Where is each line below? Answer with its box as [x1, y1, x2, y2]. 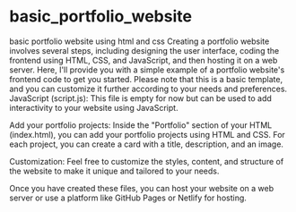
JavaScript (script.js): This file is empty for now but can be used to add [9, 92, 272, 104]
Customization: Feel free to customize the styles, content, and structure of [9, 156, 284, 166]
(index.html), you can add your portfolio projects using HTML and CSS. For [9, 129, 285, 140]
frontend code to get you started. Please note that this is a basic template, [9, 73, 283, 84]
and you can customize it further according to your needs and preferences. [9, 83, 288, 94]
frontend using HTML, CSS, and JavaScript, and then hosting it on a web [9, 55, 278, 65]
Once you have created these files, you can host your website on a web [9, 182, 274, 193]
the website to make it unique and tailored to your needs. [9, 165, 220, 176]
